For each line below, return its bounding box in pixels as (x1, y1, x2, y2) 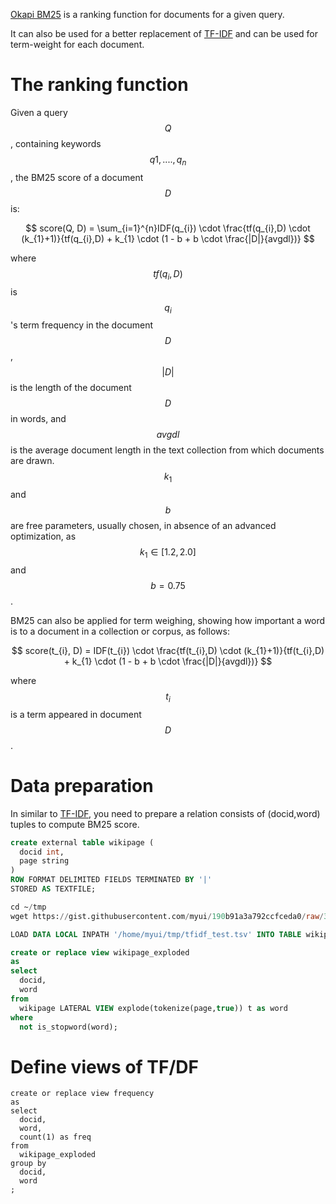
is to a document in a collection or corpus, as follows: (10, 625, 230, 637)
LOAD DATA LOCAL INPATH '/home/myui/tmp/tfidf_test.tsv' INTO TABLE (10, 929, 302, 939)
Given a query (10, 106, 68, 118)
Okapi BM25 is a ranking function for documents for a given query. (10, 9, 285, 20)
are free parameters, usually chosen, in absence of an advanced (10, 520, 277, 532)
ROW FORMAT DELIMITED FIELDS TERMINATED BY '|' (10, 875, 213, 885)
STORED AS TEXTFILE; (10, 884, 97, 894)
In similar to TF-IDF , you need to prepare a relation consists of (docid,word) (10, 807, 321, 819)
